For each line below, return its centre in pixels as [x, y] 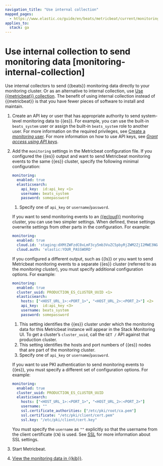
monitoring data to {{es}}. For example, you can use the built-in [86, 121]
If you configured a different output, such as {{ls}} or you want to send [82, 259]
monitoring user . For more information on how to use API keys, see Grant [85, 137]
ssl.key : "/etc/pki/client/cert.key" [59, 420]
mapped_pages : [19, 14]
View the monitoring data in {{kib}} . [47, 458]
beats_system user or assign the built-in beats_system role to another [80, 126]
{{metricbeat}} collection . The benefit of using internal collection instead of [80, 96]
